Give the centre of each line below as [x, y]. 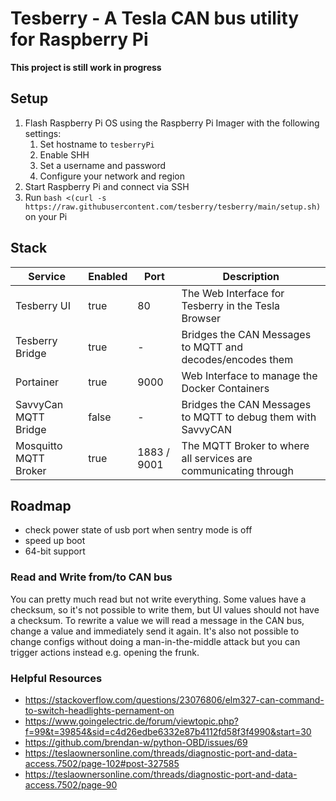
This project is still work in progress [86, 67]
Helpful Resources [56, 678]
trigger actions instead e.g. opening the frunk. [105, 652]
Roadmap [41, 505]
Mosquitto [39, 445]
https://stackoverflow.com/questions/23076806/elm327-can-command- [174, 699]
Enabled [108, 276]
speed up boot [55, 541]
